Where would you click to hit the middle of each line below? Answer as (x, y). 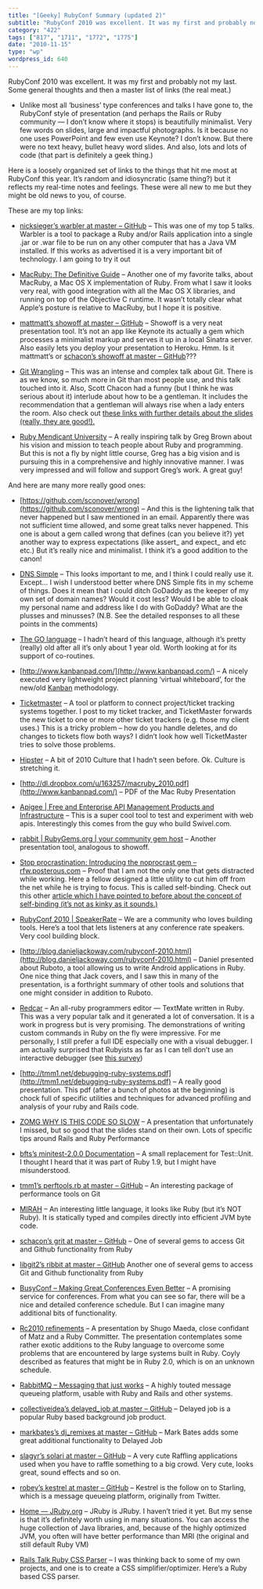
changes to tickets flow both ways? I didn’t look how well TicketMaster (133, 736)
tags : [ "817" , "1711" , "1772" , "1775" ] (73, 37)
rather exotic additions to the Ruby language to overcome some (122, 1345)
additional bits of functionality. (68, 1313)
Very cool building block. (59, 935)
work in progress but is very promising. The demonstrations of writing (132, 1024)
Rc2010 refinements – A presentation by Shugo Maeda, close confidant (134, 1328)
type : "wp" (26, 52)
